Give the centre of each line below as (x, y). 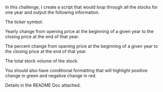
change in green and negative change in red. (51, 76)
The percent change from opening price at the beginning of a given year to (81, 46)
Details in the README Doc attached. (43, 85)
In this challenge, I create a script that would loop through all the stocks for (81, 7)
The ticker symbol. (24, 22)
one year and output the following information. (53, 12)
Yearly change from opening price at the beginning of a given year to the (80, 31)
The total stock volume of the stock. (42, 61)
